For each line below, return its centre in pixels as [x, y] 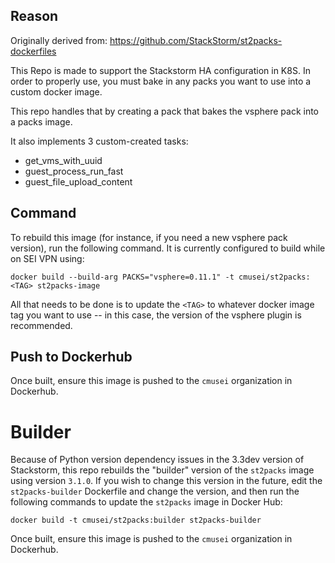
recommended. [41, 325]
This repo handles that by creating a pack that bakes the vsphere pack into [165, 111]
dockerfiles [33, 51]
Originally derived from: [59, 40]
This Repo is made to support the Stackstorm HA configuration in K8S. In [160, 70]
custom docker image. [56, 91]
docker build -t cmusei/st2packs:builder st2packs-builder [136, 520]
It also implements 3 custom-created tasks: [99, 141]
